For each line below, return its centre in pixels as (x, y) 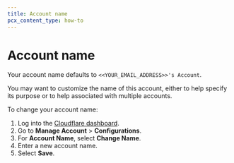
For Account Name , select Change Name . (79, 138)
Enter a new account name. (57, 146)
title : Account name (38, 14)
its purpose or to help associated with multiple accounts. (90, 96)
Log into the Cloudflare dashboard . (69, 123)
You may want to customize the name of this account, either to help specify (117, 88)
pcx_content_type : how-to (45, 20)
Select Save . (36, 153)
